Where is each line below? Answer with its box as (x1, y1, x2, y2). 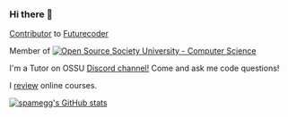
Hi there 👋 (9, 8, 54, 21)
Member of (9, 46, 51, 56)
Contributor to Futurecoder (9, 29, 109, 39)
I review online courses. (9, 80, 97, 91)
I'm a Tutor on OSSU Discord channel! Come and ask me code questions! (9, 63, 280, 74)
